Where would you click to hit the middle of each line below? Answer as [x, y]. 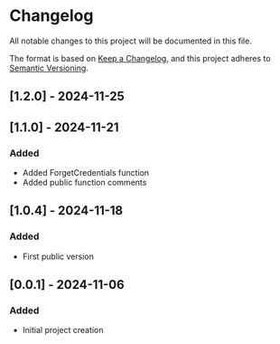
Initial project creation [63, 330]
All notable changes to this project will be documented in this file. [131, 41]
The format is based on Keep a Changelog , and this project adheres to [140, 58]
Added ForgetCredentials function [86, 173]
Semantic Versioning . [49, 68]
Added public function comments [84, 183]
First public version [58, 256]
